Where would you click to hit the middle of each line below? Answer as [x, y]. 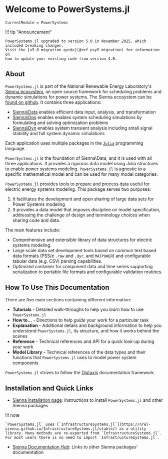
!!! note [12, 415]
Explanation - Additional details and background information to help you [87, 325]
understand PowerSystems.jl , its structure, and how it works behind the [86, 330]
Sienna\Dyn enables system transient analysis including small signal [82, 128]
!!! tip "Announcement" [29, 32]
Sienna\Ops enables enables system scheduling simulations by [77, 117]
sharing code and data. [36, 220]
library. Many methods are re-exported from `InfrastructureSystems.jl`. [84, 433]
